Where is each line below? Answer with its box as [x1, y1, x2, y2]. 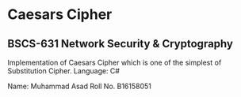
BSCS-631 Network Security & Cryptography [7, 37, 233, 50]
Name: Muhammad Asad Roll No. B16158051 [7, 81, 152, 91]
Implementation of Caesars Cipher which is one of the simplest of [7, 58, 222, 67]
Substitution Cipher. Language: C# [7, 66, 120, 76]
